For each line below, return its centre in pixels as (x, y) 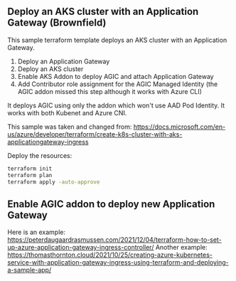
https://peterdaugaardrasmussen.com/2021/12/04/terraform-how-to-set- (114, 240)
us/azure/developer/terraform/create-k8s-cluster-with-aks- (95, 134)
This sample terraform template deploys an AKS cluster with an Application (117, 40)
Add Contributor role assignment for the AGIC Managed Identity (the (118, 84)
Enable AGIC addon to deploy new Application (111, 204)
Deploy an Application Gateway (64, 61)
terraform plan (30, 175)
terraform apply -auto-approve (54, 182)
